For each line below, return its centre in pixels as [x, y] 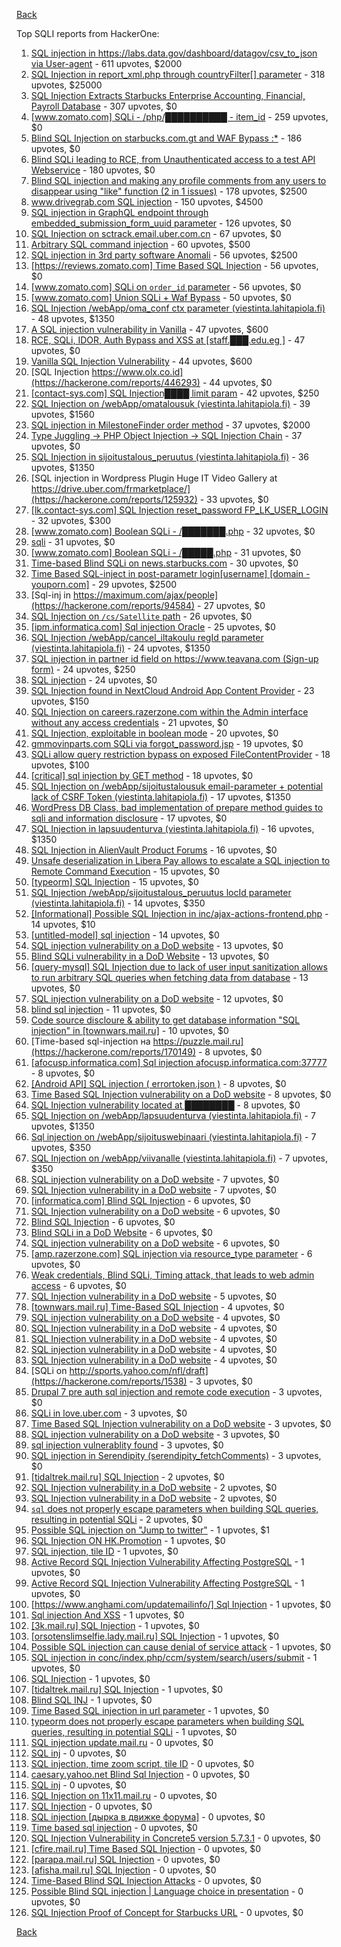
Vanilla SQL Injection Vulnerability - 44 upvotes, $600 [141, 361]
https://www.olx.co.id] [137, 372]
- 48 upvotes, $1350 [72, 318]
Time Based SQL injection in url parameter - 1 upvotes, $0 [149, 1710]
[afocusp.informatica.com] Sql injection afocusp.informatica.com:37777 [179, 1062]
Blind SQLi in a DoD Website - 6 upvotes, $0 [121, 1232]
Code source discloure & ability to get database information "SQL [165, 1020]
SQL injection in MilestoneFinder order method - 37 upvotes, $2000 [170, 425]
